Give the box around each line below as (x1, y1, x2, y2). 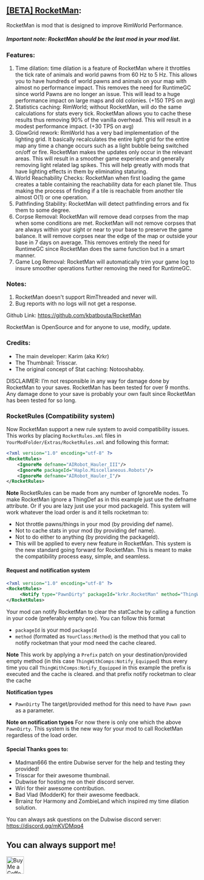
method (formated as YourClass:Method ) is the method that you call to (15, 633, 186, 640)
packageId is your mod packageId (15, 626, 97, 633)
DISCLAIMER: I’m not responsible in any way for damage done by (6, 377, 169, 384)
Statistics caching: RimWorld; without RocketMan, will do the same (15, 103, 182, 111)
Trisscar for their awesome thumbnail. (15, 772, 110, 779)
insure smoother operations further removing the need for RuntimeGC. (15, 265, 192, 272)
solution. (15, 804, 37, 811)
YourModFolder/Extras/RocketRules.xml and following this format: (6, 438, 169, 446)
